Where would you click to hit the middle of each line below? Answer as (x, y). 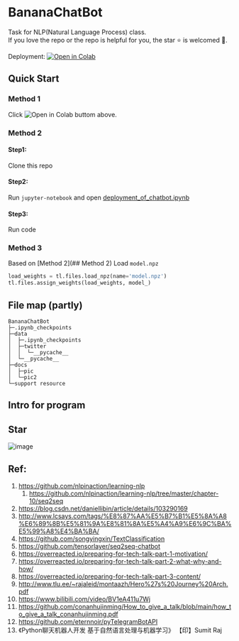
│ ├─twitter (27, 346)
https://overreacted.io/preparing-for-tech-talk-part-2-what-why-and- (120, 561)
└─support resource (37, 384)
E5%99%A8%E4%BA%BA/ (59, 531)
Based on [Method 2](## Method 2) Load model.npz (83, 263)
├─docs (18, 365)
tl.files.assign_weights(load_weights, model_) (80, 283)
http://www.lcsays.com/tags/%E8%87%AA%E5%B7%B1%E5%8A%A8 (123, 516)
